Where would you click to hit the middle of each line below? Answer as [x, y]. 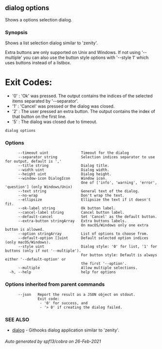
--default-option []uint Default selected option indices [83, 238]
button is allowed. [25, 230]
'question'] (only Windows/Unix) [39, 187]
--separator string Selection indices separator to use [86, 157]
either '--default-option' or [36, 259]
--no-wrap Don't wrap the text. [71, 196]
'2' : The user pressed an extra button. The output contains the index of [83, 111]
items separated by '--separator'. [45, 101]
